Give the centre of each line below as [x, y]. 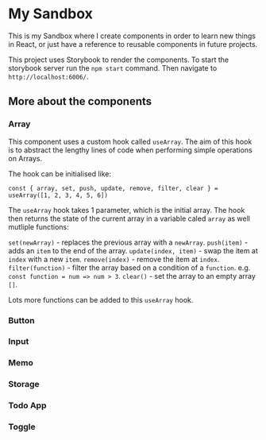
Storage [24, 384]
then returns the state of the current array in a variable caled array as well [129, 218]
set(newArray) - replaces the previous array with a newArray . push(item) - [128, 242]
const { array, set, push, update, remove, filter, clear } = [113, 188]
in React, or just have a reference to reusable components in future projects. [133, 44]
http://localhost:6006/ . [48, 76]
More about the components [80, 101]
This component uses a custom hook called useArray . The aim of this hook [130, 141]
